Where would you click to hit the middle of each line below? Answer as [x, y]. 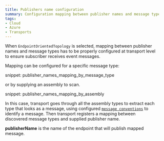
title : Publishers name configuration [44, 9]
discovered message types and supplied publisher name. [63, 119]
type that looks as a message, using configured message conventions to [77, 108]
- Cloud [13, 23]
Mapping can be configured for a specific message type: [62, 66]
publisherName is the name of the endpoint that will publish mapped [74, 128]
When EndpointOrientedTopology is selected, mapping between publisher [79, 46]
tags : [10, 18]
